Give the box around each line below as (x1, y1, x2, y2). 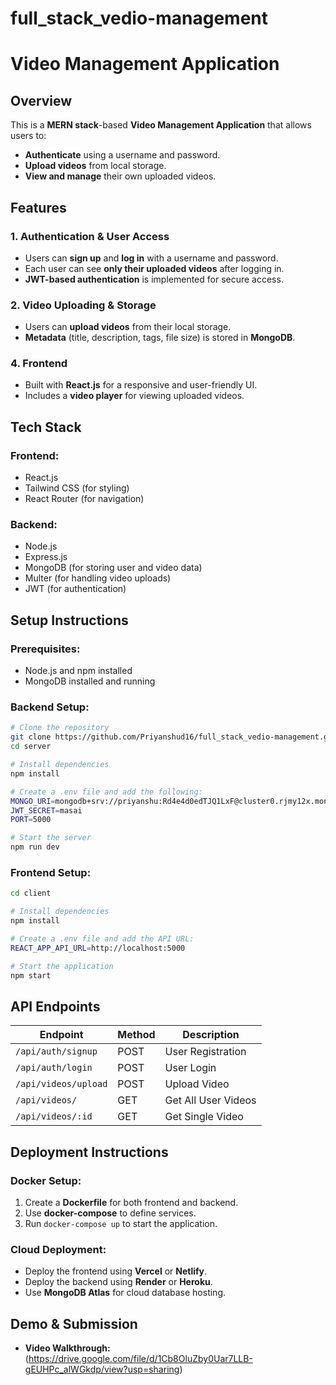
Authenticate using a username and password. (24, 149, 221, 161)
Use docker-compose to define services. (24, 1207, 197, 1219)
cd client (10, 888, 52, 899)
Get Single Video (164, 1110, 244, 1124)
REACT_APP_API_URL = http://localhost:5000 (10, 943, 186, 953)
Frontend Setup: (10, 865, 92, 879)
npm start (10, 970, 52, 981)
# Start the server (10, 833, 92, 843)
